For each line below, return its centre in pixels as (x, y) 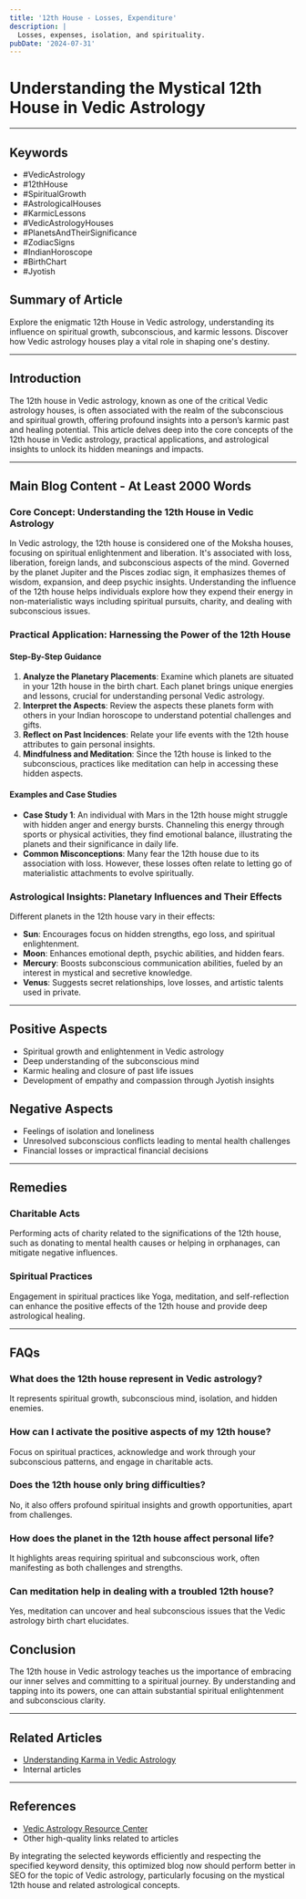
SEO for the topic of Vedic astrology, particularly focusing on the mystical (147, 1875)
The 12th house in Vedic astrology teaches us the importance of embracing (150, 1672)
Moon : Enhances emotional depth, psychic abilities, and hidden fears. (153, 953)
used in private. (52, 992)
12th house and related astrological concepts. (95, 1884)
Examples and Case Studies (63, 795)
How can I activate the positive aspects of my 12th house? (140, 1432)
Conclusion (43, 1650)
